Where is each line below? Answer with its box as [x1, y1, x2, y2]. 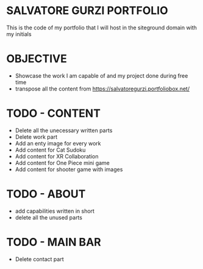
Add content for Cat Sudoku [15, 146, 86, 153]
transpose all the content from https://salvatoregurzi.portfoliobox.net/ [15, 85, 190, 92]
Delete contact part [15, 255, 64, 263]
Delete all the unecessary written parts [15, 127, 113, 134]
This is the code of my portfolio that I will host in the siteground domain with [6, 24, 197, 31]
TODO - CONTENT [6, 106, 101, 120]
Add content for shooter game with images [15, 166, 123, 173]
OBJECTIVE [6, 52, 67, 66]
